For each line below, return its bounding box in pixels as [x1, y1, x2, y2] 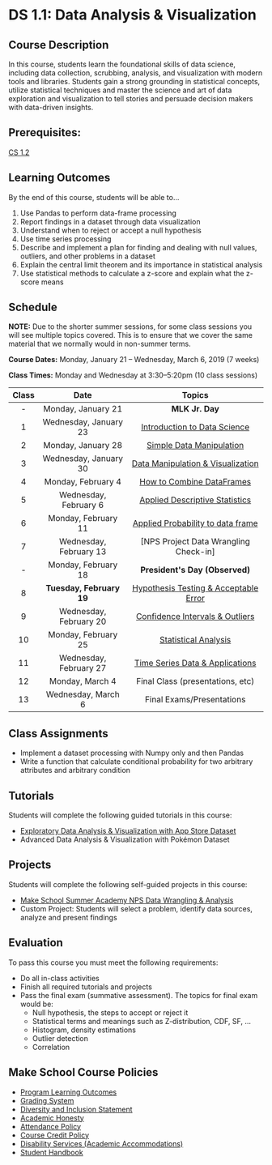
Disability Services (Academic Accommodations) [19, 1138, 184, 1148]
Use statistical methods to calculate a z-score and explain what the [19, 268, 244, 278]
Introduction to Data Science [141, 421, 250, 433]
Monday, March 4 [49, 676, 117, 687]
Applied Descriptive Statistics [138, 494, 252, 506]
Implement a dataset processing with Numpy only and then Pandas [19, 748, 244, 758]
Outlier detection [32, 1033, 89, 1043]
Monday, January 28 [43, 440, 123, 451]
